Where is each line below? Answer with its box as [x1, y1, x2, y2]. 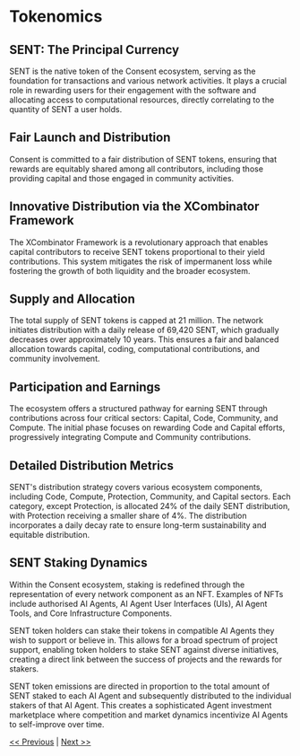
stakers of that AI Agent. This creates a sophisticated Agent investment [9, 699, 272, 710]
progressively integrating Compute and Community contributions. [9, 432, 252, 443]
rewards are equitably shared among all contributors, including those [9, 163, 264, 174]
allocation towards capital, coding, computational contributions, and [9, 344, 260, 355]
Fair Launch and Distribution [9, 130, 171, 145]
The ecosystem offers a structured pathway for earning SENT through [9, 403, 269, 414]
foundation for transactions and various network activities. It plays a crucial [9, 75, 287, 86]
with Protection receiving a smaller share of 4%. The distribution [9, 510, 248, 522]
